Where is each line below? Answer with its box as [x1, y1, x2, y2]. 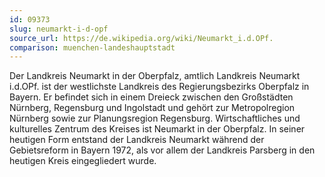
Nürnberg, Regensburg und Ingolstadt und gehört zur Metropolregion [9, 102, 296, 114]
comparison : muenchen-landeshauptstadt [9, 42, 176, 53]
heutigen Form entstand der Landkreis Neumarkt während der [9, 134, 265, 146]
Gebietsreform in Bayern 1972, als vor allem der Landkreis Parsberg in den [9, 144, 316, 156]
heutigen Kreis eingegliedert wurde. [9, 155, 157, 167]
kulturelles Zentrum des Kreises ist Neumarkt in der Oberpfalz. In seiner [9, 123, 306, 135]
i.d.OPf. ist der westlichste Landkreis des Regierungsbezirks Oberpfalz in [9, 81, 310, 93]
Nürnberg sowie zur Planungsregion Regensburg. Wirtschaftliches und [9, 112, 301, 125]
